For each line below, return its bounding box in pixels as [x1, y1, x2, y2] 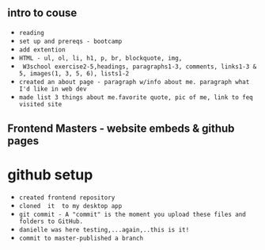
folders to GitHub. [18, 217, 84, 225]
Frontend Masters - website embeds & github [7, 122, 235, 136]
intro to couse [7, 6, 78, 20]
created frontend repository [18, 194, 115, 202]
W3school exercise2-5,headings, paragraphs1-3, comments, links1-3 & [22, 63, 257, 71]
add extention [18, 45, 66, 54]
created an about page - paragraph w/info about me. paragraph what [18, 78, 250, 86]
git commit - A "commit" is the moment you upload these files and [18, 210, 246, 219]
